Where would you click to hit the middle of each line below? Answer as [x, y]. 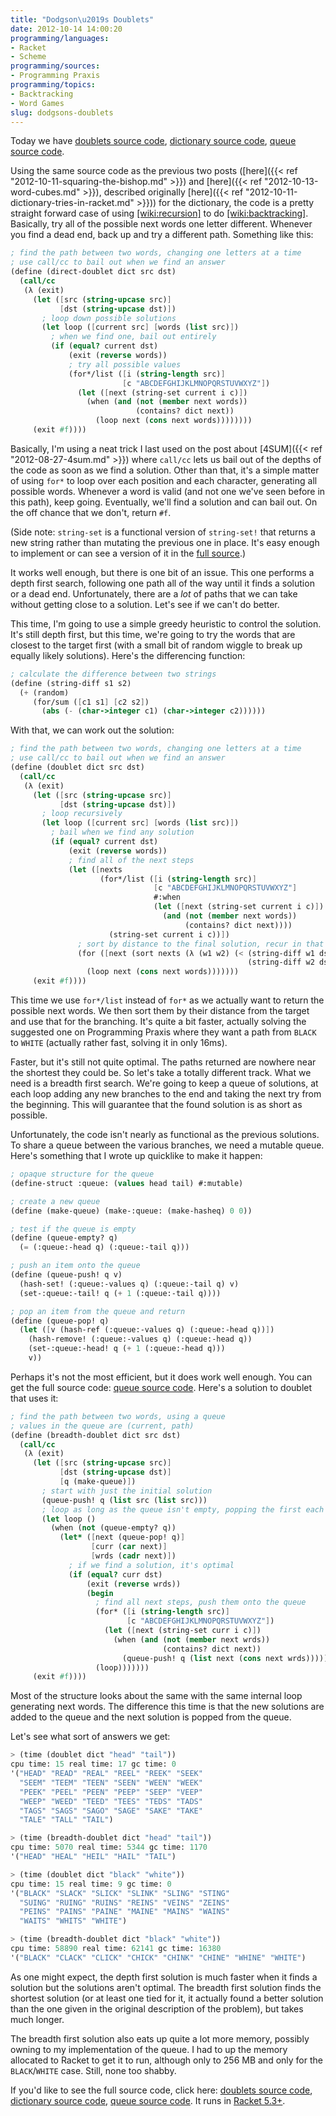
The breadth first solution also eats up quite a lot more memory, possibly [160, 2038]
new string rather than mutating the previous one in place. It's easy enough [165, 542]
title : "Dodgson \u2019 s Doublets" [82, 19]
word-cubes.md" [45, 192]
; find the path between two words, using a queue [118, 1416]
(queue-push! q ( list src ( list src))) [124, 1500]
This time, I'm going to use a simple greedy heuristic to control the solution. [166, 623]
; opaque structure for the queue [82, 1174]
